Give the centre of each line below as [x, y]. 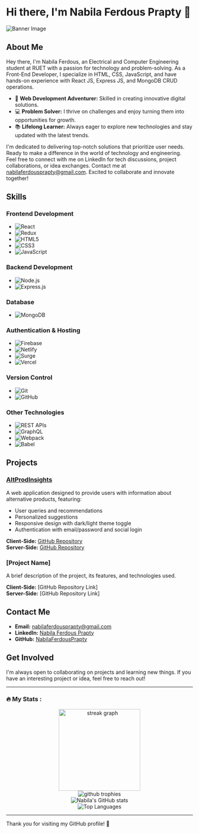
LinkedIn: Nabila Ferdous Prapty [54, 633]
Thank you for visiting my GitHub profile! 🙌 [58, 823]
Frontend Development [40, 214]
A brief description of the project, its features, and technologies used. [91, 575]
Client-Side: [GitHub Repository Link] [52, 587]
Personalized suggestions [46, 517]
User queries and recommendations [58, 510]
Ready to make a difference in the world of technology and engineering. [94, 153]
